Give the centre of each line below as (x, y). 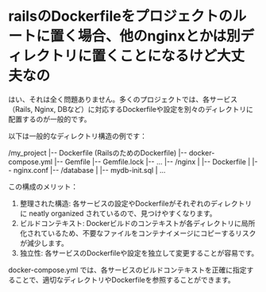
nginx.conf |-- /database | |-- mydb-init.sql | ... (89, 170)
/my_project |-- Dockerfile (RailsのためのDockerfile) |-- (98, 152)
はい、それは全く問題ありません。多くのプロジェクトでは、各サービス (123, 99)
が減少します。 (44, 243)
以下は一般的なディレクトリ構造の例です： (78, 136)
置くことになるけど (154, 56)
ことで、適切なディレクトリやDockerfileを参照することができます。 (125, 279)
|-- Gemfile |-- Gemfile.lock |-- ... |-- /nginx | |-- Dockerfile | (152, 161)
